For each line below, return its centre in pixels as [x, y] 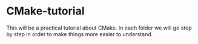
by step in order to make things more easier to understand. [80, 34]
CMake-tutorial [45, 11]
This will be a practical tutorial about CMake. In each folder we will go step [99, 28]
